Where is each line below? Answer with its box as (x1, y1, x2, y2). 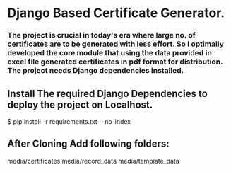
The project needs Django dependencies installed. (7, 66, 184, 76)
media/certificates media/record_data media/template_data (7, 156, 180, 165)
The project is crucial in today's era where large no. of (7, 30, 196, 40)
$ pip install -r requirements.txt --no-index (7, 117, 131, 125)
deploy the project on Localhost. (7, 98, 153, 110)
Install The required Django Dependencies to (7, 87, 208, 100)
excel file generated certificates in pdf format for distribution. (7, 57, 223, 67)
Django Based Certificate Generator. (7, 5, 225, 21)
